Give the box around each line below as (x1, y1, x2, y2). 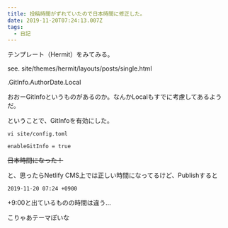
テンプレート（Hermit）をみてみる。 (7, 50, 114, 59)
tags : (7, 23, 23, 30)
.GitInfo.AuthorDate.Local (7, 78, 81, 87)
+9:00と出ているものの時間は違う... (7, 198, 111, 207)
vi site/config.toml (7, 131, 69, 138)
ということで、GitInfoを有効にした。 (7, 116, 113, 125)
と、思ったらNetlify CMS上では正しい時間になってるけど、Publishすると (7, 171, 218, 180)
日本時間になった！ (7, 156, 64, 164)
